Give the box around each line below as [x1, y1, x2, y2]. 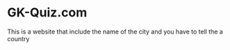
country [7, 34, 30, 42]
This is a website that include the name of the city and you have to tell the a [7, 27, 224, 36]
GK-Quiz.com [7, 5, 88, 21]
